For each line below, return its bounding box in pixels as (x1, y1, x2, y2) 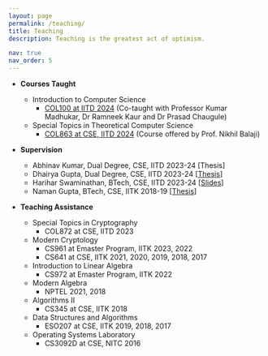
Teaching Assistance (19, 202, 93, 212)
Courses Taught (19, 79, 76, 88)
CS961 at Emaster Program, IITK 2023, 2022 (44, 244, 193, 253)
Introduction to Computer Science (32, 95, 146, 104)
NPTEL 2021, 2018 (44, 287, 106, 296)
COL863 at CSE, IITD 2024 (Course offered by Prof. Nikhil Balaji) (44, 129, 261, 139)
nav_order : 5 (8, 57, 53, 65)
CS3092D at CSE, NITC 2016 (44, 338, 141, 348)
